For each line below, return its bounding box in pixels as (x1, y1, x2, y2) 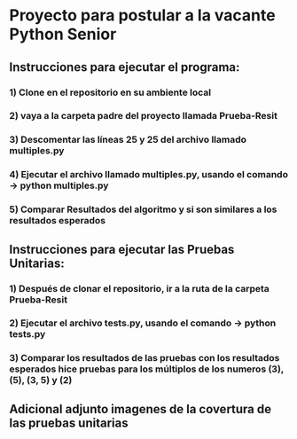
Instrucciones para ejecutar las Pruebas (9, 241, 235, 257)
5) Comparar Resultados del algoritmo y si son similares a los (9, 203, 277, 216)
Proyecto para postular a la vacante (9, 5, 277, 26)
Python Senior (9, 24, 117, 44)
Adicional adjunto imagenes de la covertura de (9, 401, 272, 417)
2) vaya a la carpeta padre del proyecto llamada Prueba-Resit (9, 110, 277, 122)
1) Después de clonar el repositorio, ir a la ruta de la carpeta (9, 282, 270, 294)
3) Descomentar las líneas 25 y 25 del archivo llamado (9, 134, 246, 146)
